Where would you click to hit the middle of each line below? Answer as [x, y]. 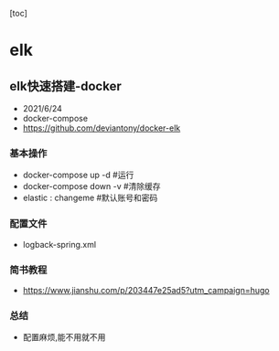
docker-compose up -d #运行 [78, 175]
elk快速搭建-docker [65, 86]
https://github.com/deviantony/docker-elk [102, 128]
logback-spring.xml [59, 244]
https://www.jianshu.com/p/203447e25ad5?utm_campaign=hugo [146, 290]
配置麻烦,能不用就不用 [64, 337]
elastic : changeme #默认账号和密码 [90, 198]
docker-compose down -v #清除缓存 [92, 186]
